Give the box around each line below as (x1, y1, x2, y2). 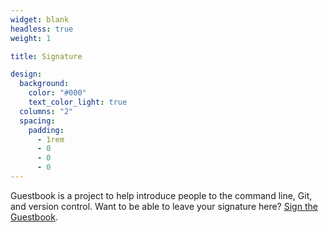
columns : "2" (19, 106, 74, 116)
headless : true (10, 24, 74, 34)
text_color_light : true (28, 97, 128, 107)
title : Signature (10, 51, 83, 61)
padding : (28, 125, 65, 135)
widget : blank (10, 14, 70, 25)
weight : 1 (10, 33, 52, 43)
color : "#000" (28, 88, 87, 98)
